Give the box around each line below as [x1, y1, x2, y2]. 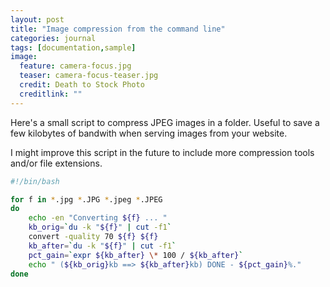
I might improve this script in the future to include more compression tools [10, 146, 315, 158]
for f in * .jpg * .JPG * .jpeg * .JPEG [10, 194, 163, 205]
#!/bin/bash [10, 176, 60, 186]
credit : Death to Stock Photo [19, 80, 145, 90]
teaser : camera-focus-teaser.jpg [19, 71, 159, 81]
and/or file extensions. [10, 157, 103, 169]
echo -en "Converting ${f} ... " [28, 213, 168, 223]
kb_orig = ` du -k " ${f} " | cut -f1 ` [28, 222, 172, 233]
